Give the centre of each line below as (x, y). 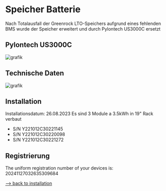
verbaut (13, 119)
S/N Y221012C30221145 (38, 129)
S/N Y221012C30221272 (38, 140)
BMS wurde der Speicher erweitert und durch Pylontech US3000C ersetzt (83, 29)
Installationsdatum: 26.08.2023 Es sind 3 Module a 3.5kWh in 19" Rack (79, 114)
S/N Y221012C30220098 (39, 134)
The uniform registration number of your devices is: (59, 168)
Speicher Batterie (43, 9)
